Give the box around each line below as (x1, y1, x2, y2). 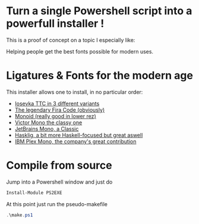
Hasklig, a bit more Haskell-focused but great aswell (14, 131, 143, 138)
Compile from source (6, 159, 112, 172)
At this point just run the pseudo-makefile (6, 200, 108, 207)
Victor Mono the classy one (14, 119, 83, 126)
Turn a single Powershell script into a (6, 4, 192, 18)
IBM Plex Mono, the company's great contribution (14, 138, 137, 145)
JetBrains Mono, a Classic (14, 125, 79, 132)
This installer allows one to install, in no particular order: (6, 88, 143, 96)
